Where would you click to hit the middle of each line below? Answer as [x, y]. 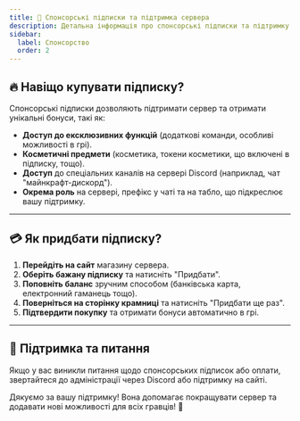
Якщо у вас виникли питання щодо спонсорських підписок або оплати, [145, 370]
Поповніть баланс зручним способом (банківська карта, [131, 284]
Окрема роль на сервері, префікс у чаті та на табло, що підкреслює [153, 192]
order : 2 [33, 51]
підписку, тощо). [53, 163]
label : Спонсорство [54, 42]
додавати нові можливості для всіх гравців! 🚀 [96, 406]
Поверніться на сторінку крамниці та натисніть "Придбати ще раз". [154, 302]
